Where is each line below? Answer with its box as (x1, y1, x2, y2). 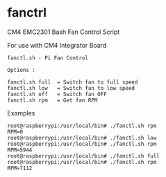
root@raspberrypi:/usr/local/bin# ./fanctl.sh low (7, 134, 157, 141)
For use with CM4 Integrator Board (7, 41, 107, 49)
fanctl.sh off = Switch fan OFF (7, 91, 108, 97)
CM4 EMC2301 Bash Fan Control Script (7, 28, 120, 36)
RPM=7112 (7, 165, 33, 171)
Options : (7, 66, 36, 73)
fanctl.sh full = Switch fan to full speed (7, 78, 138, 86)
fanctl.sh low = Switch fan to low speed (7, 84, 135, 91)
